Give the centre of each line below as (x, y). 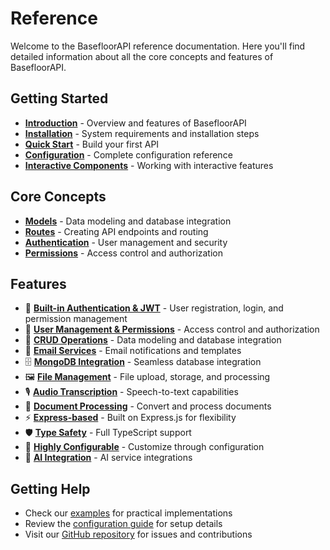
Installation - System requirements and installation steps (142, 133)
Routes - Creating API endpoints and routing (116, 231)
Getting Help (50, 488)
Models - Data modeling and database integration (128, 221)
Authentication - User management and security (126, 242)
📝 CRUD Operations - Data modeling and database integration (153, 340)
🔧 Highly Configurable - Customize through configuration (144, 447)
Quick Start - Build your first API (92, 144)
